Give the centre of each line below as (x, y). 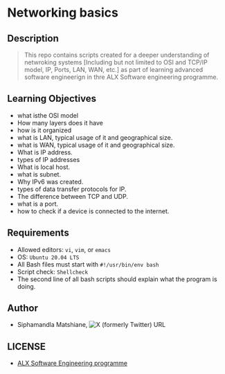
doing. (26, 286)
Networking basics (63, 13)
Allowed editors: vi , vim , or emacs (64, 249)
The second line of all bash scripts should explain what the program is (117, 279)
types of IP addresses (48, 159)
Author (22, 309)
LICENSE (27, 347)
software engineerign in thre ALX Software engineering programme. (121, 77)
